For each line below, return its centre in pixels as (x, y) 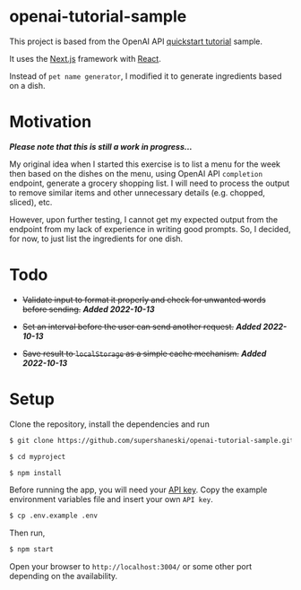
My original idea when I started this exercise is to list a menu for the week (145, 164)
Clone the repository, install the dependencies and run (110, 424)
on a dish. (28, 85)
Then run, (27, 533)
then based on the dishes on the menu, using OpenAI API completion (136, 173)
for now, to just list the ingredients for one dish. (96, 239)
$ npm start (31, 550)
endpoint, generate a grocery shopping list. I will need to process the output (150, 183)
